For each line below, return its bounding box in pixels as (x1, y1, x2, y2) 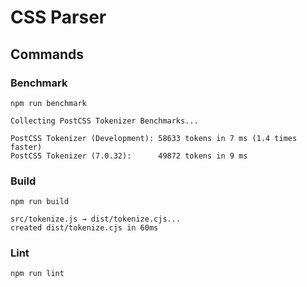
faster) (10, 142, 43, 152)
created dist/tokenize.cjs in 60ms (10, 223, 159, 233)
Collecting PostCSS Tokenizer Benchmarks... (10, 116, 199, 126)
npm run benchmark (10, 98, 87, 108)
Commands (10, 46, 85, 63)
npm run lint (10, 269, 65, 279)
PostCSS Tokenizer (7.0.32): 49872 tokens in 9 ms (10, 151, 248, 161)
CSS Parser (10, 6, 107, 29)
